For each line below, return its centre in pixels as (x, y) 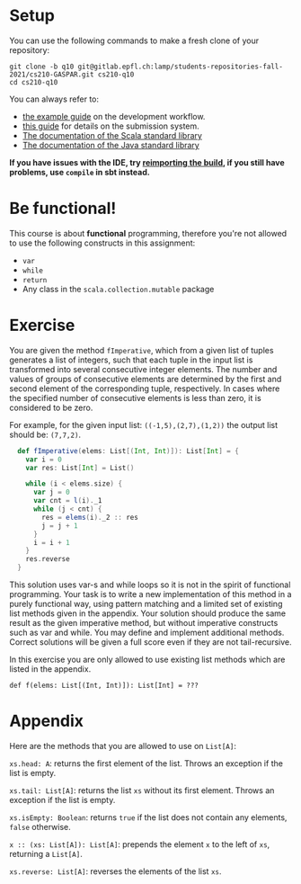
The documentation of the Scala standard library (112, 135)
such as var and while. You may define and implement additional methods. (147, 633)
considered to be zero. (51, 407)
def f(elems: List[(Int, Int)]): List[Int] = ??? (104, 686)
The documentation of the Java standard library (111, 145)
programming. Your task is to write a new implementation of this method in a (150, 594)
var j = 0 (51, 492)
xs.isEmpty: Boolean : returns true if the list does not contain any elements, (148, 817)
